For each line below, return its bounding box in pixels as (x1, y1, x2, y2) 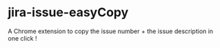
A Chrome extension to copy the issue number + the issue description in (8, 27, 213, 35)
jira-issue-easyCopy (8, 5, 129, 20)
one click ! (8, 34, 37, 42)
